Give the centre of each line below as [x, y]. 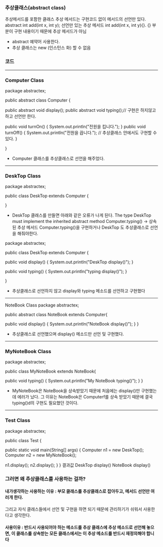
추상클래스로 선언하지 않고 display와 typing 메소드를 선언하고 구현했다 [79, 291]
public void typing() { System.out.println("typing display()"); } [66, 272]
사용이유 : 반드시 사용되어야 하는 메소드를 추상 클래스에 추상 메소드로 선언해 [75, 527]
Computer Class [25, 80]
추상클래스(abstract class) [35, 7]
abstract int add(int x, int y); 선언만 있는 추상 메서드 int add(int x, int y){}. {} [78, 25]
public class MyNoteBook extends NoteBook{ [50, 371]
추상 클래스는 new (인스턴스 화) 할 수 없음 [51, 48]
